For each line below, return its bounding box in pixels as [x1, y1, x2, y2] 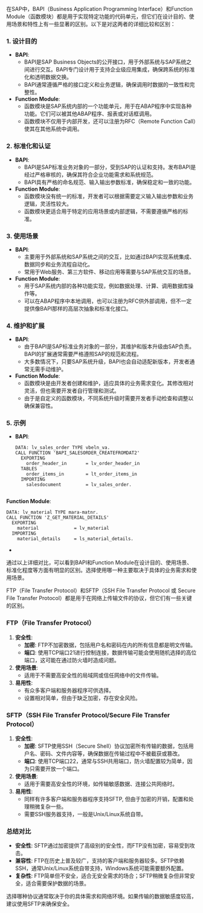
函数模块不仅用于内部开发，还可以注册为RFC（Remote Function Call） [24, 117, 196, 125]
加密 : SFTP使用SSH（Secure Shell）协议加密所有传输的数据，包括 [24, 742, 188, 750]
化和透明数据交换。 [24, 73, 72, 81]
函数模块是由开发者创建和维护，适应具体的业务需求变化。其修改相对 [24, 380, 194, 387]
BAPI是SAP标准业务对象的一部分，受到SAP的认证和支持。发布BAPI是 [24, 163, 196, 171]
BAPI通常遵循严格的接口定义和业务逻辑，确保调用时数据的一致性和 [24, 81, 190, 88]
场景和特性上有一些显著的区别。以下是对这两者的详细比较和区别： [11, 21, 176, 27]
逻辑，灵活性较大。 [24, 200, 72, 207]
